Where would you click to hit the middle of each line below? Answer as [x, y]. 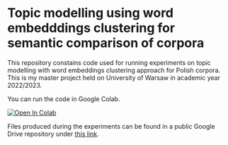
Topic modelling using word [91, 13]
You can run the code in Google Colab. [64, 99]
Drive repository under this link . [53, 134]
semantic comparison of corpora [106, 43]
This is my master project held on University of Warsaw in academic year [114, 77]
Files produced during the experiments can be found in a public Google [111, 126]
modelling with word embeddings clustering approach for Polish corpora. [114, 70]
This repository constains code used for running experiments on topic [109, 62]
